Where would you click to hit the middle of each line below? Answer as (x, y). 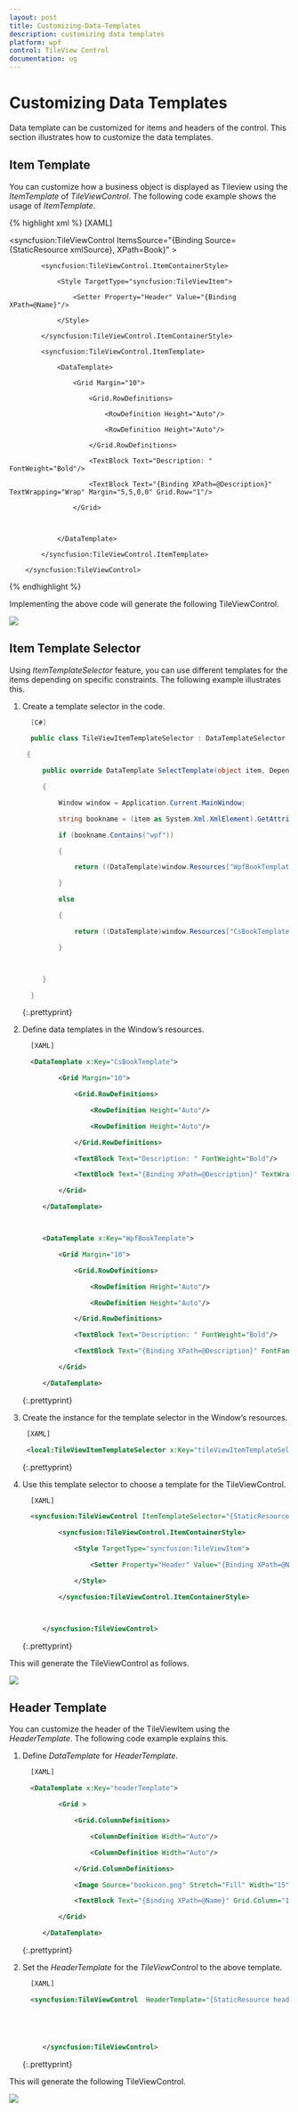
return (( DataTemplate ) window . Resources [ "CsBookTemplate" (184, 931)
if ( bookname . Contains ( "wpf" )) (116, 835)
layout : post (33, 17)
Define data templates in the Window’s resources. (113, 1029)
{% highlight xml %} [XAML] (61, 223)
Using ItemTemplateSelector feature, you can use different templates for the (149, 670)
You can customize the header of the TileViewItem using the (120, 1729)
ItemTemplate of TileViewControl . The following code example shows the (143, 196)
